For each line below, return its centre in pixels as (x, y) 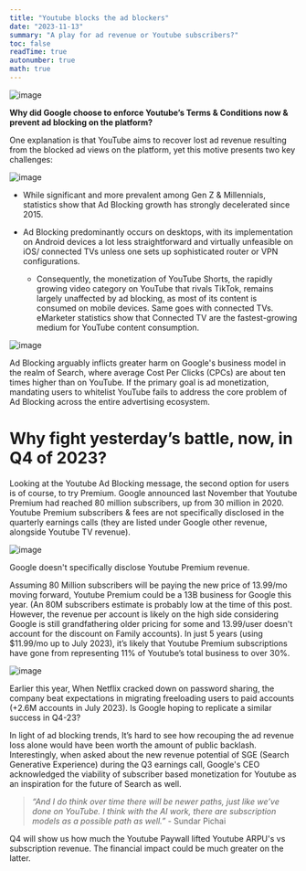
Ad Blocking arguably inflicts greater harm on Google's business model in (148, 363)
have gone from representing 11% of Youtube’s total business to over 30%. (150, 653)
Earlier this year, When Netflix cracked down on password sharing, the (142, 688)
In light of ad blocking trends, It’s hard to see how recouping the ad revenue (152, 735)
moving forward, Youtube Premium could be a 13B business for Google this (151, 594)
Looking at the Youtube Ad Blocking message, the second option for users (149, 483)
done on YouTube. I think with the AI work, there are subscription (154, 811)
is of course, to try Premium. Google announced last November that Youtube (153, 493)
